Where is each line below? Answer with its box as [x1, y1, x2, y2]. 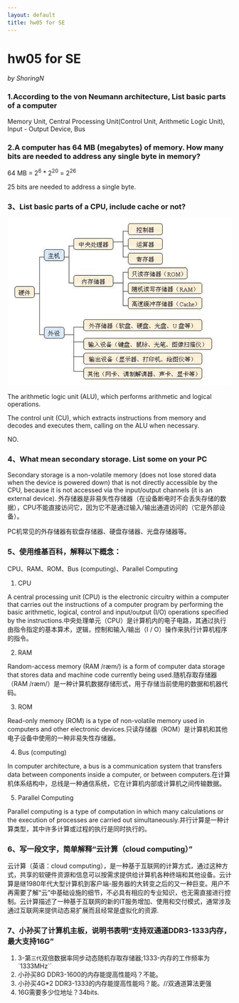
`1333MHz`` [17, 962, 52, 970]
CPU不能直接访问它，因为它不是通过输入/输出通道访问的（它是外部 [22, 503, 219, 512]
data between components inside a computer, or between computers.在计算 [7, 770, 231, 779]
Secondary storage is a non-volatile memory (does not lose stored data [7, 471, 217, 479]
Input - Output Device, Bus [7, 125, 85, 133]
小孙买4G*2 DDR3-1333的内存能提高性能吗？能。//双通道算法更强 [17, 979, 212, 988]
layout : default [7, 11, 55, 19]
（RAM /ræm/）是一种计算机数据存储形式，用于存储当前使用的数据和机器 [7, 679, 222, 687]
